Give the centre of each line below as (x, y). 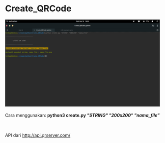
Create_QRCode (38, 9)
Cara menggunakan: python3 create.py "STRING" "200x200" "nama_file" (82, 115)
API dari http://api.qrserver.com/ (38, 135)
